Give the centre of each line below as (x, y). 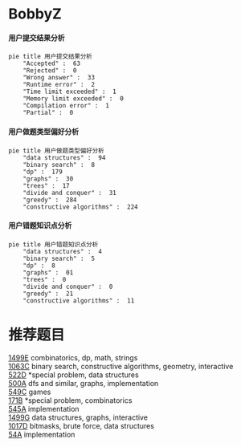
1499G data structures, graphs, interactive (78, 417)
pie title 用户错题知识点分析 (53, 244)
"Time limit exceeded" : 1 (69, 92)
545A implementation (44, 408)
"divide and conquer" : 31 (69, 193)
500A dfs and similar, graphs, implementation (84, 383)
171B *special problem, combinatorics (70, 400)
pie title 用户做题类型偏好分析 (56, 150)
